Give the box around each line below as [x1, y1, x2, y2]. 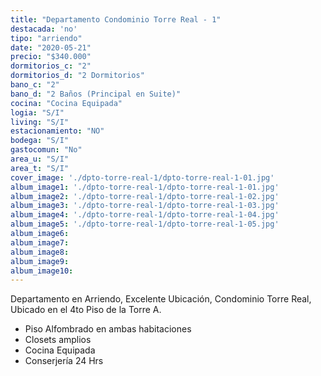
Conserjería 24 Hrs [24, 355, 104, 367]
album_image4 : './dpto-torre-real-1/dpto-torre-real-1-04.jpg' [10, 210, 280, 220]
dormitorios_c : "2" [10, 61, 92, 71]
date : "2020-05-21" [10, 42, 92, 53]
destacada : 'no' [10, 24, 78, 34]
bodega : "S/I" [10, 136, 70, 146]
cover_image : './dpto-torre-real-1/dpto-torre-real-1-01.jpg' [10, 172, 275, 183]
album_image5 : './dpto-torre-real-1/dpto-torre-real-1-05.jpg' [10, 219, 280, 230]
